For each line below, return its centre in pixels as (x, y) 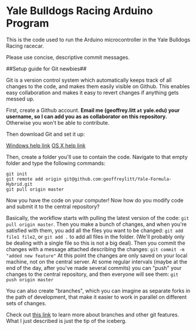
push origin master (30, 280)
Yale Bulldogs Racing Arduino (80, 11)
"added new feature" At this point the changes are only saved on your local (97, 255)
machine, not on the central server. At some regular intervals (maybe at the (97, 261)
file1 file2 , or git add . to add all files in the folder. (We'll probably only (95, 236)
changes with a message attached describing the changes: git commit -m (95, 249)
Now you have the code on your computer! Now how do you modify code (95, 200)
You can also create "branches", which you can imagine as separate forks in (98, 291)
